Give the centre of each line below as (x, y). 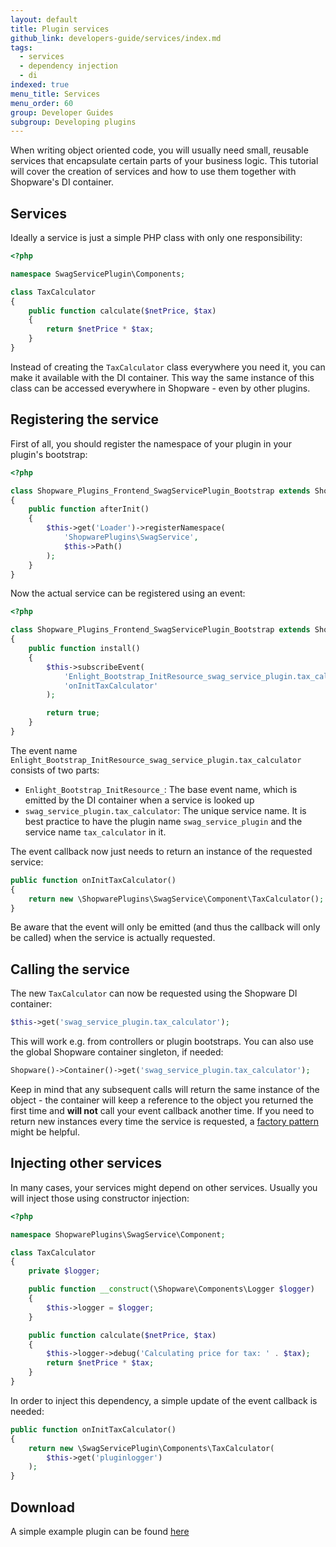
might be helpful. (45, 1132)
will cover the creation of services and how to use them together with (153, 172)
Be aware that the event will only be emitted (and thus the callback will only (165, 927)
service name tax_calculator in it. (95, 832)
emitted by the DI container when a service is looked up (139, 800)
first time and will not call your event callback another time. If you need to (162, 1110)
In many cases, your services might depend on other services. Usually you (164, 1187)
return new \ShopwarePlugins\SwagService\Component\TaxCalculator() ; (176, 899)
